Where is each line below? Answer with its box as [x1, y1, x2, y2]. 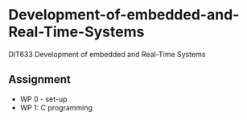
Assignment [8, 72, 71, 86]
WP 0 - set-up [19, 94, 68, 104]
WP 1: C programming [19, 102, 93, 112]
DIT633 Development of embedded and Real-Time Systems [8, 49, 206, 59]
